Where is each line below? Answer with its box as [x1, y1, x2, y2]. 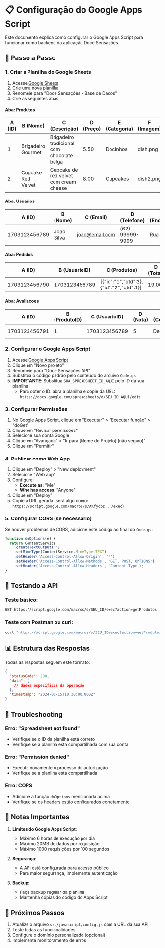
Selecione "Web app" [12, 472, 56, 478]
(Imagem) [137, 125, 161, 132]
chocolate [50, 152, 73, 159]
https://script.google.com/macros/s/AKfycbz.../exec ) [12, 503, 124, 509]
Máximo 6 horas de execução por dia [19, 835, 95, 841]
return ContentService [9, 541, 56, 546]
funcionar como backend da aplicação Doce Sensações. [5, 39, 119, 45]
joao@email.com [77, 231, 115, 238]
